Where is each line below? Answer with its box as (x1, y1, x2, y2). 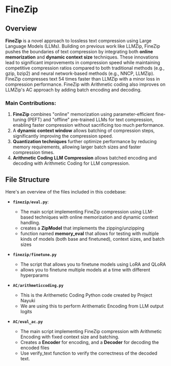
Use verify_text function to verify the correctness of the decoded (20, 350, 158, 356)
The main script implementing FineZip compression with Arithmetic (20, 329, 162, 335)
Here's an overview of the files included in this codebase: (5, 189, 127, 195)
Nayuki (20, 298, 36, 304)
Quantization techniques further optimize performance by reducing (12, 139, 157, 145)
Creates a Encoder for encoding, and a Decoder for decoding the (20, 339, 159, 345)
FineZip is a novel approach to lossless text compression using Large (5, 37, 152, 44)
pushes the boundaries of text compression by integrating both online (5, 49, 154, 54)
